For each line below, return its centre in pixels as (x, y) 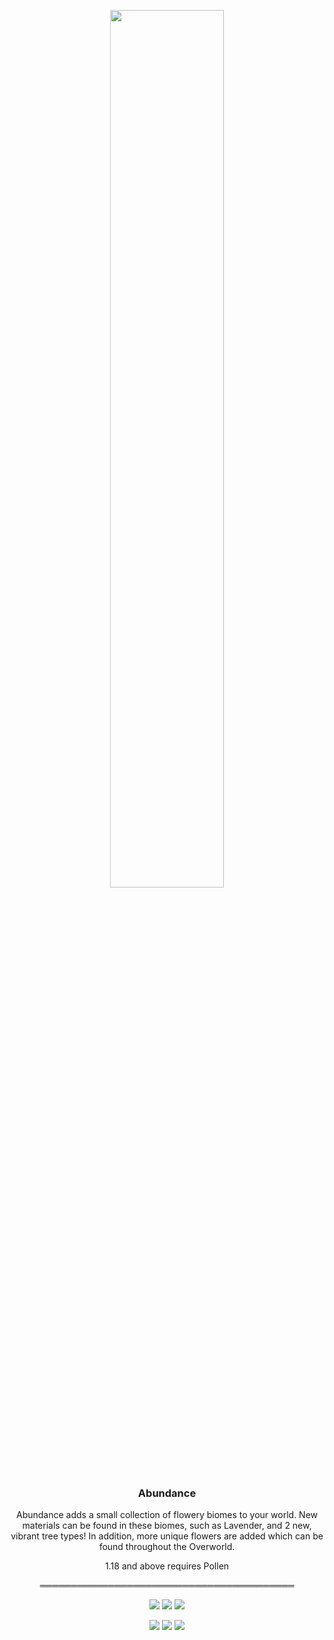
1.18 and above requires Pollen (167, 1566)
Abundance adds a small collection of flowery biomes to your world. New (167, 1515)
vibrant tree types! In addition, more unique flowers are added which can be (167, 1536)
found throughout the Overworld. (167, 1547)
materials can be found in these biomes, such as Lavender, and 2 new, (167, 1526)
